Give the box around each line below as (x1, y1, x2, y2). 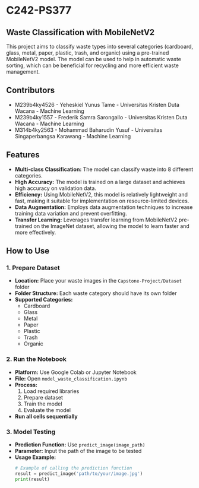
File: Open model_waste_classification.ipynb (14, 375, 128, 382)
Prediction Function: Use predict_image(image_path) (14, 441, 146, 448)
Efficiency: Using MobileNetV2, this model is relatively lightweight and (14, 191, 188, 198)
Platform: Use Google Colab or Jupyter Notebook (14, 369, 137, 376)
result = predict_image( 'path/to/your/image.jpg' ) (14, 470, 143, 477)
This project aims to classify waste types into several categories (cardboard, (6, 43, 194, 50)
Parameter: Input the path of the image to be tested (14, 447, 142, 454)
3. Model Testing (6, 427, 56, 436)
